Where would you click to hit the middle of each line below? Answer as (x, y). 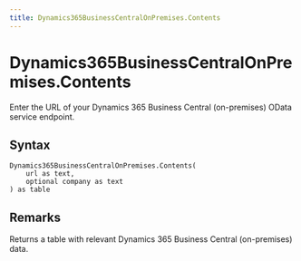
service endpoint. (42, 116)
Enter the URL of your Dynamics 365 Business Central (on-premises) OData (151, 107)
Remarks (35, 217)
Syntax (30, 145)
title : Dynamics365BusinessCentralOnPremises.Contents (115, 18)
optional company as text (75, 182)
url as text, (50, 174)
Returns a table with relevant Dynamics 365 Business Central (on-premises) (151, 239)
